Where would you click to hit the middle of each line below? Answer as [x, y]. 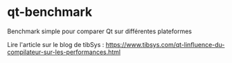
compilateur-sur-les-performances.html [64, 52]
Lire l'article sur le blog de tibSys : [56, 44]
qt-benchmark [50, 12]
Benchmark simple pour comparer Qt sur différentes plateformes [100, 31]
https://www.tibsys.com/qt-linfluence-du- [165, 44]
